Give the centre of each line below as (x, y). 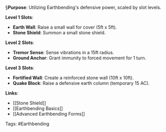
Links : (12, 93)
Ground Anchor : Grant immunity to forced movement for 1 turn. (79, 58)
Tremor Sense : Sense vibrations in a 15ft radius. (63, 52)
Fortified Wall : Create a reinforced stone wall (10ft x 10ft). (73, 78)
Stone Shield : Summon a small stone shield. (59, 32)
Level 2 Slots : (20, 42)
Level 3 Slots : (20, 68)
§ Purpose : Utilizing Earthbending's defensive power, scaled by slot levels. (84, 7)
